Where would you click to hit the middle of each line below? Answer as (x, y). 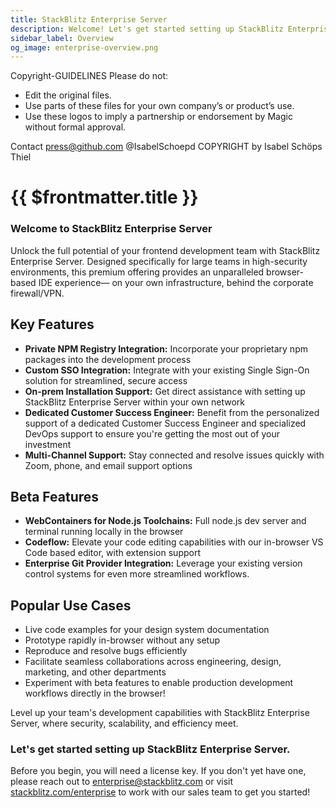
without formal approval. (75, 127)
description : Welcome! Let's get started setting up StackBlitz (147, 29)
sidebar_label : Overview (62, 38)
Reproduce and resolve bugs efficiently (106, 651)
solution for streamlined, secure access (106, 380)
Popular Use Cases (71, 605)
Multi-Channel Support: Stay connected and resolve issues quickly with (174, 455)
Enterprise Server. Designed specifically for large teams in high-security (159, 261)
